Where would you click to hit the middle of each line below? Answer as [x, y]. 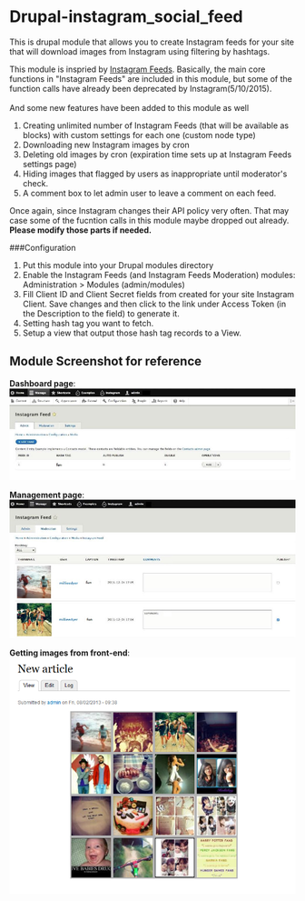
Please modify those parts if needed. [81, 230]
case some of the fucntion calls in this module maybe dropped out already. [149, 220]
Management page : [47, 495]
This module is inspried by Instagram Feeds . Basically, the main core [138, 69]
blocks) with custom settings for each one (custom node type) [139, 135]
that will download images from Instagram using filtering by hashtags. [140, 51]
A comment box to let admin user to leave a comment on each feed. [149, 193]
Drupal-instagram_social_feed [126, 17]
